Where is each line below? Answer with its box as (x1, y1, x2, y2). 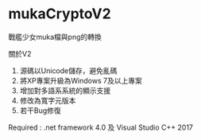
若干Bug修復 (19, 105, 61, 115)
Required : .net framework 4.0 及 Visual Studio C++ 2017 (8, 122, 193, 132)
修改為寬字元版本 (19, 95, 76, 105)
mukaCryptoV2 (8, 5, 111, 23)
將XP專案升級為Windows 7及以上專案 (19, 76, 143, 85)
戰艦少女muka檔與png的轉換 (8, 32, 102, 41)
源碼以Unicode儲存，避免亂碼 (19, 65, 118, 76)
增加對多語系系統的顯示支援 (19, 85, 111, 95)
